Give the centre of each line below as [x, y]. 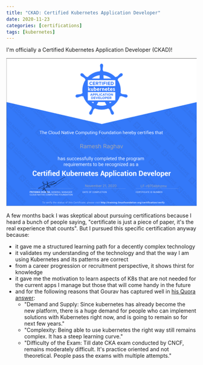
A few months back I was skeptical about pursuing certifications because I [99, 215]
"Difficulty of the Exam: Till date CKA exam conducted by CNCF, [104, 343]
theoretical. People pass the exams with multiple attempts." [98, 355]
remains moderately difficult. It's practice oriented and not [96, 349]
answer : [25, 298]
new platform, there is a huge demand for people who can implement [110, 311]
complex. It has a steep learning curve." [73, 336]
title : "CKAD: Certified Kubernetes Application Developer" [84, 13]
